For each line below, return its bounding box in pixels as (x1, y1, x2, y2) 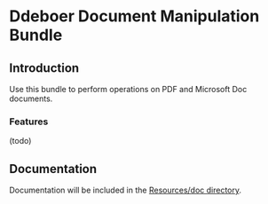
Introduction (9, 60, 80, 75)
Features (9, 115, 49, 128)
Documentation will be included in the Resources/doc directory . (9, 184, 242, 196)
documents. (9, 93, 53, 104)
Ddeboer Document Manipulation (9, 6, 260, 27)
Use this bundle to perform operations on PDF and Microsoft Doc (9, 84, 248, 94)
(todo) (9, 136, 32, 146)
